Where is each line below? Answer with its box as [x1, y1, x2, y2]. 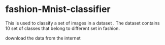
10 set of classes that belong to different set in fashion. [5, 25, 120, 31]
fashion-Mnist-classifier [5, 3, 111, 15]
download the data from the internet [5, 35, 81, 41]
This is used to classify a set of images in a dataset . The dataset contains [5, 20, 160, 26]
